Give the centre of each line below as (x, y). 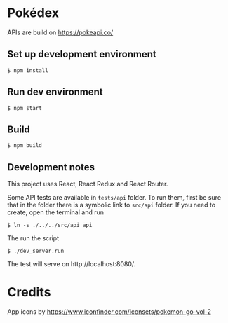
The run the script (33, 238)
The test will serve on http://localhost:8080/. (72, 264)
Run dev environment (55, 92)
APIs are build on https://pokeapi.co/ (60, 32)
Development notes (51, 167)
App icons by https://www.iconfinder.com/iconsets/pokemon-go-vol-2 (109, 312)
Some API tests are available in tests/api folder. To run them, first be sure (114, 198)
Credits (29, 293)
